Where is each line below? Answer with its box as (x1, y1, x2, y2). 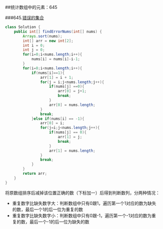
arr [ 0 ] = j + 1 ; (57, 89, 87, 94)
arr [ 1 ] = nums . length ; (49, 148, 96, 153)
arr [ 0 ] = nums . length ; (49, 102, 96, 107)
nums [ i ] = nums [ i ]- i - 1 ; (31, 57, 80, 62)
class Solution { (5, 25, 41, 30)
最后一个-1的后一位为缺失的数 (29, 219, 89, 225)
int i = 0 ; (23, 43, 45, 48)
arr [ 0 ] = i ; (40, 121, 65, 126)
